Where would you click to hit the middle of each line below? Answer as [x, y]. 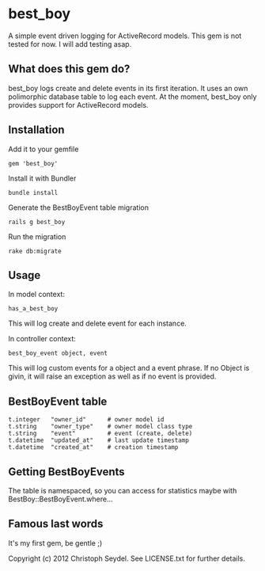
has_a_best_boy [33, 309]
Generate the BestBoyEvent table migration [78, 207]
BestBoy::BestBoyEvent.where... [61, 499]
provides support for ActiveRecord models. [78, 105]
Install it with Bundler [42, 178]
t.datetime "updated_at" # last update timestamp [99, 440]
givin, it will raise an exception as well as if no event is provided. [112, 376]
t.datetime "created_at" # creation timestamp [93, 447]
